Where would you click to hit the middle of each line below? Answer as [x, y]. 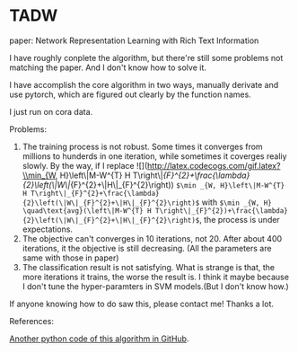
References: [31, 321]
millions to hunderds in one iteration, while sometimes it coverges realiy [154, 156]
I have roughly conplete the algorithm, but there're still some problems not [146, 57]
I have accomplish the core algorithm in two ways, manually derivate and [144, 84]
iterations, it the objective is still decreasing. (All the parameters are [147, 248]
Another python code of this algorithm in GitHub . [99, 339]
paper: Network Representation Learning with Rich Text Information [134, 40]
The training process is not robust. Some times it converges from [142, 146]
